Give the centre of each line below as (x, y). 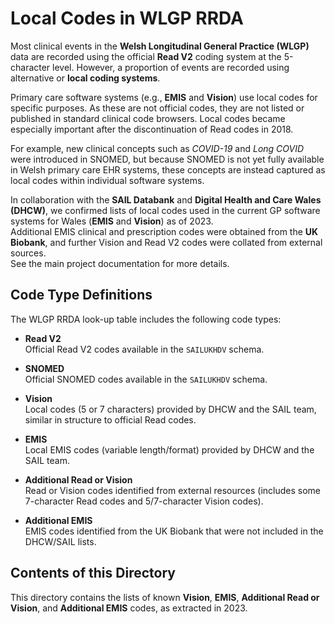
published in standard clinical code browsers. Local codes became (148, 118)
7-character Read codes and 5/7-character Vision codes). (144, 501)
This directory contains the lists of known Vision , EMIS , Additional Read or (165, 597)
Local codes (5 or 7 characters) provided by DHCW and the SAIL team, (170, 409)
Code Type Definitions (81, 295)
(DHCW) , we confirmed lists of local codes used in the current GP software (165, 210)
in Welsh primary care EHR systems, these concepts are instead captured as (168, 169)
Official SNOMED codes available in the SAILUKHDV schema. (146, 379)
